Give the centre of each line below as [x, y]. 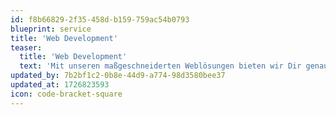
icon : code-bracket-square [66, 94]
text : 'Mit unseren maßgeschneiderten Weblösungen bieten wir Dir [160, 66]
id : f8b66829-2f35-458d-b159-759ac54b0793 [100, 19]
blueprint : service [51, 29]
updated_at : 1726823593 [60, 85]
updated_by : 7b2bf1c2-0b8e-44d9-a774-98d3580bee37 [118, 76]
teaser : [26, 47]
